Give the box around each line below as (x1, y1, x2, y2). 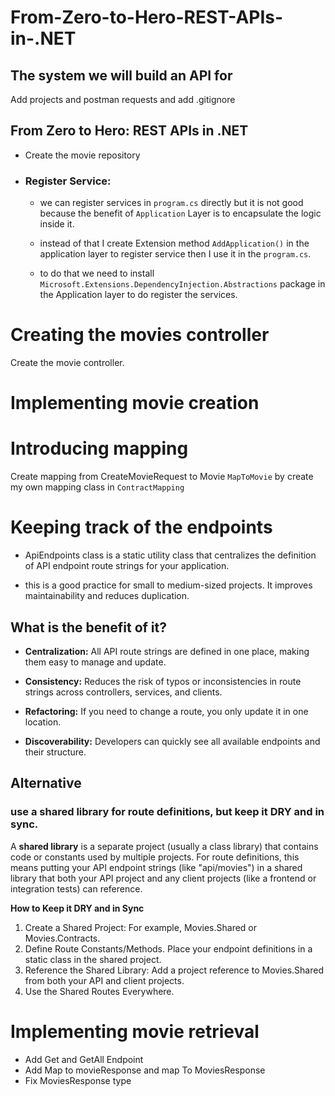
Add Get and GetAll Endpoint (24, 1053, 144, 1065)
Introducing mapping (10, 437, 189, 460)
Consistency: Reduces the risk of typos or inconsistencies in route (24, 675, 302, 687)
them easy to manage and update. (24, 656, 167, 668)
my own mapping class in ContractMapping (10, 481, 185, 493)
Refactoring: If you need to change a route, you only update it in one (24, 705, 309, 717)
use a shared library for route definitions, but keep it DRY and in (10, 805, 325, 819)
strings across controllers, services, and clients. (24, 686, 223, 698)
